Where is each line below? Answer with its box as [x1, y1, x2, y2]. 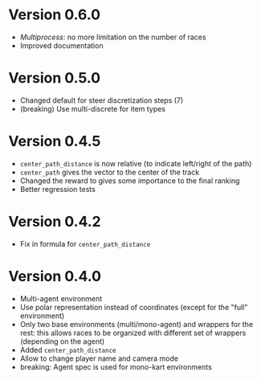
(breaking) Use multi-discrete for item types [19, 104, 166, 113]
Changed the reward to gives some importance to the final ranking [19, 175, 240, 186]
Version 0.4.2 [8, 213, 102, 231]
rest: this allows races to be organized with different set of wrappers [19, 328, 247, 337]
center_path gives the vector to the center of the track [19, 167, 200, 177]
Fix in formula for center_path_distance [19, 239, 151, 248]
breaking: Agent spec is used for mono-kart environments [19, 362, 213, 371]
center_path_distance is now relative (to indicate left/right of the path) [19, 158, 252, 168]
